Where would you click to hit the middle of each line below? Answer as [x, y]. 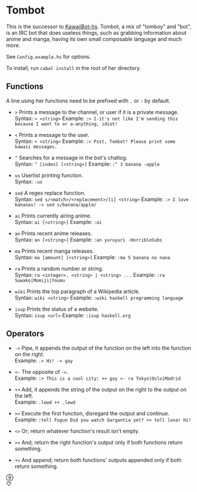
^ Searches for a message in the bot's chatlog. [71, 158]
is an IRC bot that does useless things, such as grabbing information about [96, 32]
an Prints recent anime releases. [53, 233]
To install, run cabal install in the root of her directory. [74, 68]
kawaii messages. [36, 147]
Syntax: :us [29, 181]
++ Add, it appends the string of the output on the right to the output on [101, 389]
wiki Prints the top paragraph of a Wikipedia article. [77, 291]
